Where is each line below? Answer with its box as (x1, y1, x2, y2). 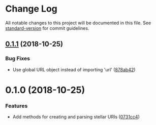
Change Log (5, 3, 57, 15)
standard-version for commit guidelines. (5, 25, 89, 31)
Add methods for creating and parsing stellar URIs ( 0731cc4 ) (12, 114, 140, 120)
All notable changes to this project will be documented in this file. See (5, 20, 151, 26)
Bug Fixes (5, 55, 30, 62)
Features (5, 102, 28, 109)
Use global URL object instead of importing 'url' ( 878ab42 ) (12, 66, 136, 72)
